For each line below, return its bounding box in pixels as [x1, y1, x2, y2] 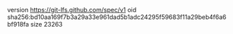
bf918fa [7, 20, 29, 28]
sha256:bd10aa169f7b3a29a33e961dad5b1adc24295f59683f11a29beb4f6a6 [7, 13, 227, 21]
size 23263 [30, 20, 63, 28]
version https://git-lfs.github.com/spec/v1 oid [7, 6, 137, 14]
